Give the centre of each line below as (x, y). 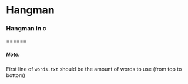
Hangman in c (26, 29)
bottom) (16, 75)
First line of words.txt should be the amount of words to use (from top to (94, 69)
